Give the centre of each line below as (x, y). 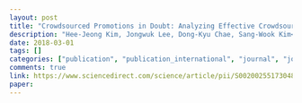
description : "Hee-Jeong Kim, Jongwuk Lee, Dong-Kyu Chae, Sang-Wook (142, 34)
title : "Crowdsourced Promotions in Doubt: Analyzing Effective (132, 26)
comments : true (38, 68)
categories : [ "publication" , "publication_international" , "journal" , (144, 59)
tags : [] (26, 51)
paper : (22, 84)
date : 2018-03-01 (42, 43)
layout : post (34, 17)
